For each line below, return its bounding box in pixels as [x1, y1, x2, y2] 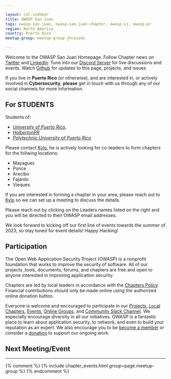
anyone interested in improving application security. [5, 272, 114, 278]
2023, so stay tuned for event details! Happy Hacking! [5, 228, 119, 234]
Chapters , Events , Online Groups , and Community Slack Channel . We [5, 308, 150, 314]
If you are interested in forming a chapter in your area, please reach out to [5, 191, 160, 197]
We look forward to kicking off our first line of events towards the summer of [5, 222, 166, 228]
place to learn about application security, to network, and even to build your [5, 319, 164, 325]
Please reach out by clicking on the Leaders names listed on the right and [5, 207, 159, 213]
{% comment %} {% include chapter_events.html [5, 363, 108, 369]
